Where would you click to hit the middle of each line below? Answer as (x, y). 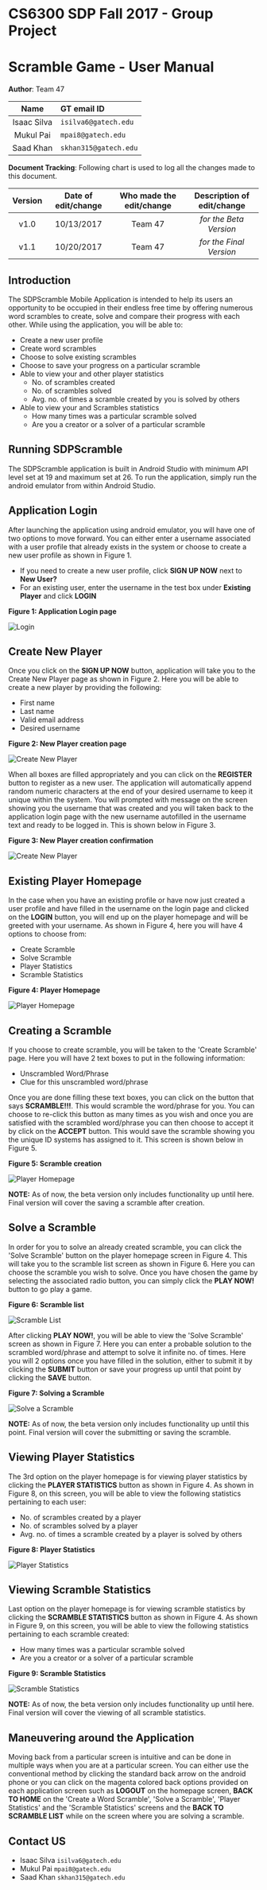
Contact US (37, 1841)
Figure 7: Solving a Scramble (56, 1393)
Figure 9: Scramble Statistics (57, 1674)
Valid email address (52, 720)
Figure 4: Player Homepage (54, 990)
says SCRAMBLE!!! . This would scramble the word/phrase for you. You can (132, 1106)
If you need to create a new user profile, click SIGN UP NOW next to (131, 570)
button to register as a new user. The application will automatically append (130, 783)
